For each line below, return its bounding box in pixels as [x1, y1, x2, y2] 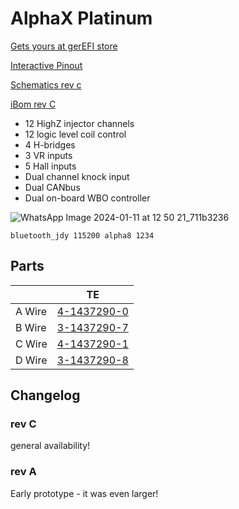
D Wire [15, 353, 48, 367]
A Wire [15, 304, 48, 318]
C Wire [15, 337, 48, 351]
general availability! [10, 440, 91, 452]
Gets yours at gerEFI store [10, 40, 118, 52]
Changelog [10, 387, 81, 404]
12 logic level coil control [24, 128, 127, 140]
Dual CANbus [24, 181, 81, 193]
